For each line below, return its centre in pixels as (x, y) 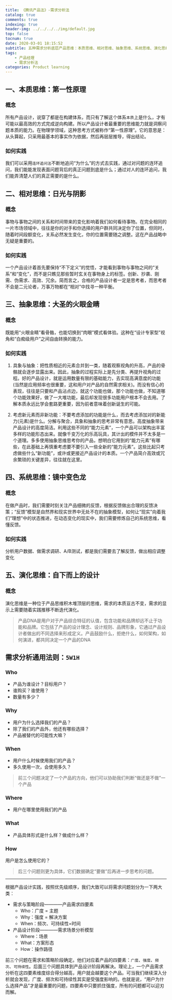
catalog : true (20, 15)
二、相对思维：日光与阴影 (46, 193)
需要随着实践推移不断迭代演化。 (48, 610)
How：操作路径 (36, 949)
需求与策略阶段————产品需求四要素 (53, 904)
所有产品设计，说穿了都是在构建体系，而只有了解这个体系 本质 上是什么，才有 (85, 117)
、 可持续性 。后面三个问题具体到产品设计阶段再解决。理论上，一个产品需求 (86, 966)
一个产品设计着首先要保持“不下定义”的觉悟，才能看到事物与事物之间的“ (80, 267)
